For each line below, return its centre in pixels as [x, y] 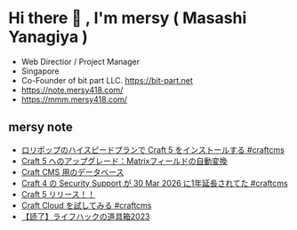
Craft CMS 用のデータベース [72, 171]
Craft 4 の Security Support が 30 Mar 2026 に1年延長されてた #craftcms [154, 183]
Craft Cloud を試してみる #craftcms [86, 205]
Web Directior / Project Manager [80, 61]
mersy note [40, 127]
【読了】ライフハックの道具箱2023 [85, 216]
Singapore [40, 71]
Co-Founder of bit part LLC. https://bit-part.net [107, 80]
